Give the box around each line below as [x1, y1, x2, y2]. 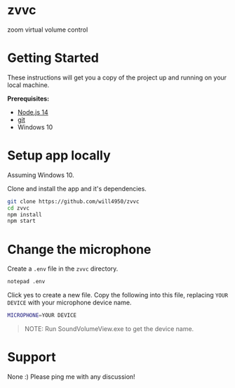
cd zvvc [7, 205, 30, 212]
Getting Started [7, 50, 100, 66]
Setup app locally [7, 148, 111, 164]
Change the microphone [7, 241, 152, 257]
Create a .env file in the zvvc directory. [7, 264, 119, 273]
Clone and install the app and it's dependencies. [7, 184, 147, 193]
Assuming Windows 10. [7, 171, 75, 179]
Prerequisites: [7, 94, 50, 103]
